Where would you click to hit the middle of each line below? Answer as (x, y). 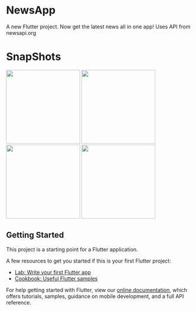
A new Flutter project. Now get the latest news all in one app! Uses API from (98, 27)
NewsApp (31, 10)
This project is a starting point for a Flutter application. (72, 249)
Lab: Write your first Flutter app (53, 272)
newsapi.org (21, 32)
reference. (19, 302)
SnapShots (34, 57)
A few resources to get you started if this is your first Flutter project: (89, 261)
